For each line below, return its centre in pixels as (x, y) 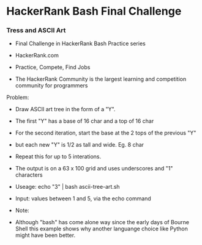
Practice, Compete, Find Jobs (53, 67)
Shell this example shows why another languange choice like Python (102, 229)
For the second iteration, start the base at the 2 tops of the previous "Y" (106, 133)
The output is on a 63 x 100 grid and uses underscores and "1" (94, 169)
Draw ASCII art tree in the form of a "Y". (65, 109)
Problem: (18, 97)
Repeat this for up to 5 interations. (58, 156)
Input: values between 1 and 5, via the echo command (83, 199)
